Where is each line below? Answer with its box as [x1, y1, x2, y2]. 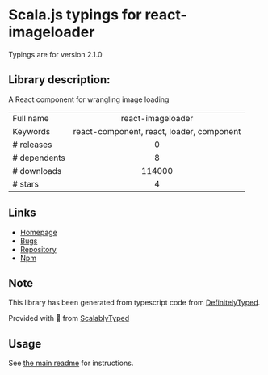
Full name [12, 112, 50, 124]
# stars [12, 178, 39, 189]
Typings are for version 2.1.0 [8, 49, 103, 59]
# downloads [12, 165, 62, 176]
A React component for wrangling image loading [8, 95, 170, 104]
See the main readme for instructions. [8, 358, 134, 369]
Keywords [12, 125, 51, 137]
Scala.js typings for [8, 6, 142, 24]
